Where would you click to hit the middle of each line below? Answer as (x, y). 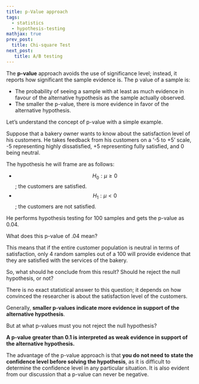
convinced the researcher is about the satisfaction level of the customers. (97, 296)
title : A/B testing (38, 56)
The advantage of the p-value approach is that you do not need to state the (100, 355)
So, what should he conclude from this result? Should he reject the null (93, 272)
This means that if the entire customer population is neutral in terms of (93, 248)
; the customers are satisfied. (51, 187)
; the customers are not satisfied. (56, 206)
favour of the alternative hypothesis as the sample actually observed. (100, 97)
